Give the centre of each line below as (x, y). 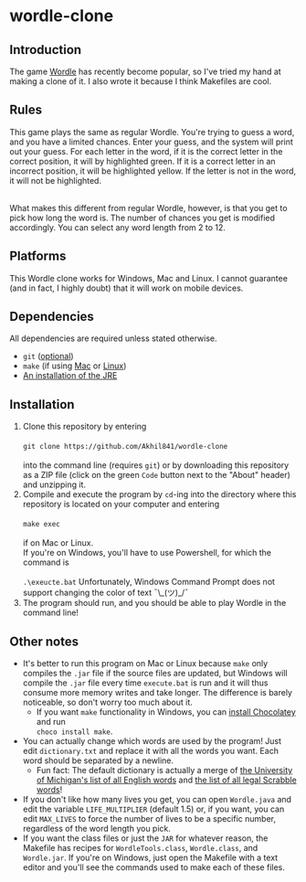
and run (51, 722)
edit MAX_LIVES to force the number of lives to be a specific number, (149, 819)
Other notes (44, 641)
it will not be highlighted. (56, 180)
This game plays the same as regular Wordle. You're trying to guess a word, (152, 132)
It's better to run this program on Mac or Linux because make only (145, 664)
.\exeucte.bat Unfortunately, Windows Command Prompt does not (149, 582)
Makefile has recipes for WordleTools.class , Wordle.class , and (140, 848)
